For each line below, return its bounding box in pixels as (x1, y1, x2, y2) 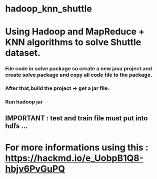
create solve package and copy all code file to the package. (5, 71, 152, 78)
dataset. (5, 47, 41, 59)
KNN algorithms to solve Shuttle (5, 37, 141, 48)
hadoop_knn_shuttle (5, 3, 92, 15)
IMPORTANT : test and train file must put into (5, 114, 148, 122)
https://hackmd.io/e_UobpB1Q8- (5, 152, 144, 163)
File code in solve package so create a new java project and (5, 65, 152, 72)
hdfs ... (5, 121, 28, 130)
